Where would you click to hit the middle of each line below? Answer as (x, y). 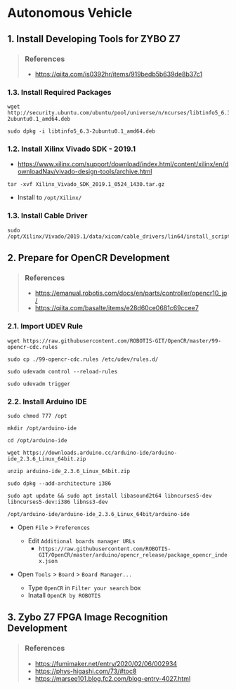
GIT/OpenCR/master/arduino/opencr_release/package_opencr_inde (133, 555)
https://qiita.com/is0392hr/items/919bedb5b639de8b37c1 (118, 74)
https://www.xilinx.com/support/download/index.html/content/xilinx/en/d (123, 164)
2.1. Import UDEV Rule (45, 326)
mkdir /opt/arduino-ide (42, 429)
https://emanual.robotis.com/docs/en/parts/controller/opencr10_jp (131, 293)
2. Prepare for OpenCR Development (88, 258)
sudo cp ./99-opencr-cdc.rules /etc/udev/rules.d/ (83, 359)
